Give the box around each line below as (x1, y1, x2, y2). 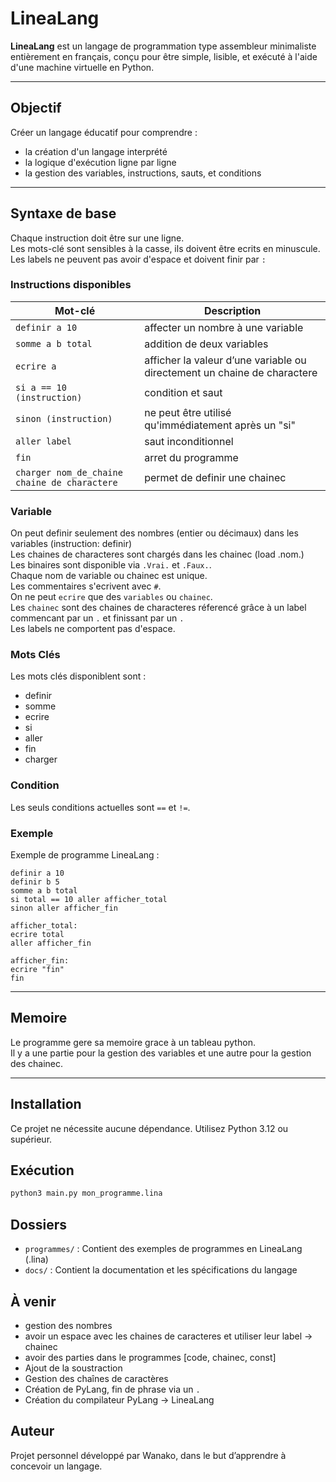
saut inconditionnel (144, 434, 234, 448)
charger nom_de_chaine (15, 467, 123, 478)
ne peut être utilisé (144, 405, 232, 419)
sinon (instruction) (15, 413, 113, 424)
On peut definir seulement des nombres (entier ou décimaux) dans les (10, 527, 299, 539)
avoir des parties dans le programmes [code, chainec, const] (24, 1351, 277, 1363)
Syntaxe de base (10, 205, 117, 222)
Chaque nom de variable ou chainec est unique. (10, 570, 208, 582)
